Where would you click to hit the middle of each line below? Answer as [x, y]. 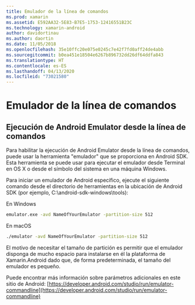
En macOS [19, 226]
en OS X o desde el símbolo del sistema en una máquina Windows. [86, 169]
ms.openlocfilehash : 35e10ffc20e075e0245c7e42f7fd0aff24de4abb [85, 50]
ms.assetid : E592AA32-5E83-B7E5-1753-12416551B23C [69, 22]
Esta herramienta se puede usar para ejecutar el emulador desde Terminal [96, 163]
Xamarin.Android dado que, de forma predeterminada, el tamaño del [88, 260]
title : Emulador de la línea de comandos [57, 11]
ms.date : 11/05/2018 [31, 44]
